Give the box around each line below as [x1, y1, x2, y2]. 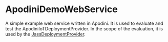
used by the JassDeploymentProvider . [5, 31, 86, 37]
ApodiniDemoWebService [5, 4, 118, 15]
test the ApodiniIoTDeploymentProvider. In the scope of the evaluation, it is [5, 25, 163, 31]
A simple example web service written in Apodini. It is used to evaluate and [5, 20, 163, 26]
